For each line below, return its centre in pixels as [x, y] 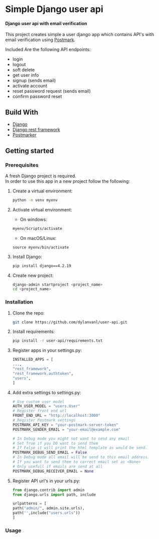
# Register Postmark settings [44, 420]
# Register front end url [39, 411]
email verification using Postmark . [40, 40]
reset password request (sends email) [52, 91]
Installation [19, 302]
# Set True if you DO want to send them [55, 443]
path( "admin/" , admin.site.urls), [48, 508]
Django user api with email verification [46, 23]
